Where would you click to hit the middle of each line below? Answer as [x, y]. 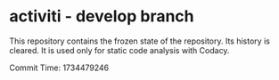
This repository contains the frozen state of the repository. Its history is [139, 41]
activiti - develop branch [102, 16]
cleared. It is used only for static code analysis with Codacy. [119, 50]
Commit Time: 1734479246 [59, 68]
